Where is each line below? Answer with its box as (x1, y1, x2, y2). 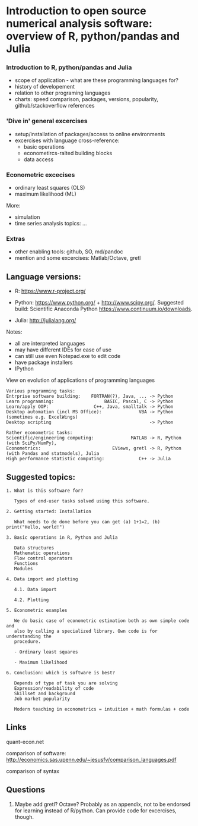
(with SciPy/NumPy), (6, 440, 58, 447)
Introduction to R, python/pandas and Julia (6, 64, 132, 72)
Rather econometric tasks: (6, 430, 73, 436)
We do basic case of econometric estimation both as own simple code (14, 618, 190, 624)
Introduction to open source (6, 4, 146, 18)
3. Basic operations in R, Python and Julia (6, 535, 118, 541)
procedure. (14, 639, 41, 645)
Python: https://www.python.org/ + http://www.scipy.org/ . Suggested (14, 299, 184, 306)
